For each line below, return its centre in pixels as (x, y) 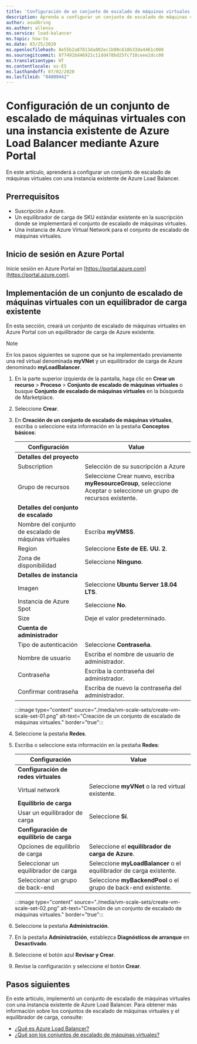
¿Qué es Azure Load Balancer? (52, 1029)
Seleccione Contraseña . (118, 644)
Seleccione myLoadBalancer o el (135, 863)
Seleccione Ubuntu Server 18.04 (131, 584)
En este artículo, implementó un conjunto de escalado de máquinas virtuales (98, 999)
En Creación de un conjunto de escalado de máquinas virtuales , (94, 420)
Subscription (35, 466)
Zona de (29, 558)
